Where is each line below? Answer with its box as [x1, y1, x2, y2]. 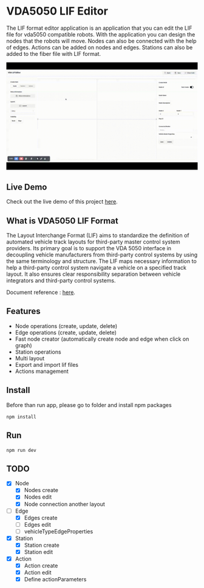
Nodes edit [24, 493, 52, 501]
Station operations [15, 348, 62, 355]
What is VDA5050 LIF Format [6, 216, 118, 226]
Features [6, 306, 41, 316]
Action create [24, 562, 58, 569]
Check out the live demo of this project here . [6, 198, 118, 205]
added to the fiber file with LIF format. [6, 50, 101, 57]
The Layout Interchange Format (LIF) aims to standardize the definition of [6, 232, 189, 239]
